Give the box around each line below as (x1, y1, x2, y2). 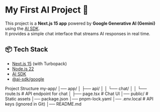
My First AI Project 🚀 (5, 4, 88, 16)
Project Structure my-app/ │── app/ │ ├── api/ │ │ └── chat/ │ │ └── (5, 85, 147, 91)
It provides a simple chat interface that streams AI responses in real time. (5, 31, 151, 36)
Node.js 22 (12, 65, 34, 72)
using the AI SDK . (5, 25, 40, 31)
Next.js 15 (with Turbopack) (12, 61, 67, 66)
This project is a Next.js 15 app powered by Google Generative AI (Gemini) (5, 20, 156, 26)
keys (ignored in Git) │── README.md (5, 101, 82, 107)
